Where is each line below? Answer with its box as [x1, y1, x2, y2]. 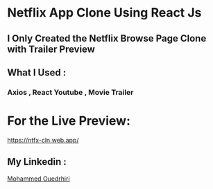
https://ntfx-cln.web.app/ [7, 136, 79, 144]
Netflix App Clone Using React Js [7, 5, 202, 21]
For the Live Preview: [7, 113, 130, 129]
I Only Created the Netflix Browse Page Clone [7, 33, 207, 44]
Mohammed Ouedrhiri [7, 174, 71, 183]
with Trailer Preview [7, 43, 96, 55]
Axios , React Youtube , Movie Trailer [7, 87, 134, 97]
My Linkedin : [7, 156, 67, 168]
